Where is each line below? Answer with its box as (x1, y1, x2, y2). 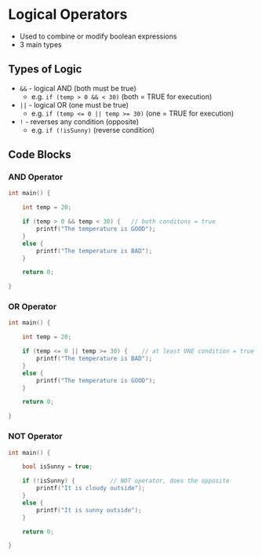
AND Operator (8, 171, 64, 182)
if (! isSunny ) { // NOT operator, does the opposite (22, 477, 230, 485)
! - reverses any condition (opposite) (19, 116, 140, 126)
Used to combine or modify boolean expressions (19, 31, 177, 41)
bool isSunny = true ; (22, 463, 93, 471)
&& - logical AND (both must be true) (19, 83, 137, 93)
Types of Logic (8, 63, 82, 76)
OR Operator (8, 301, 57, 312)
